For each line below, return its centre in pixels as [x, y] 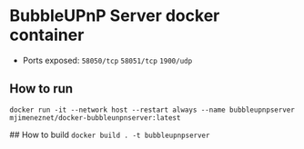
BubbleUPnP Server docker [115, 16]
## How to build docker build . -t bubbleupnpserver [110, 134]
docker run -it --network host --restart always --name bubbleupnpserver [152, 110]
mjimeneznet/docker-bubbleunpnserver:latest [95, 118]
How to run [41, 89]
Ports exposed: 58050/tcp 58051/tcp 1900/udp [107, 60]
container [47, 35]
